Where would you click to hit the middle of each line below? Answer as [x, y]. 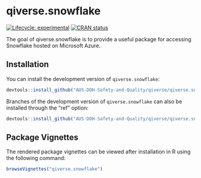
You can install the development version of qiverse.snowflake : [83, 79]
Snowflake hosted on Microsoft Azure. [53, 46]
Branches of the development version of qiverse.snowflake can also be [94, 101]
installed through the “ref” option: [47, 108]
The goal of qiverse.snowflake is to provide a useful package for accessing [99, 39]
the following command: [36, 158]
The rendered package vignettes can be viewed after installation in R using [98, 152]
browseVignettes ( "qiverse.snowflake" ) [54, 169]
